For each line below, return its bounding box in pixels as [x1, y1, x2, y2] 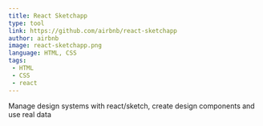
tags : [8, 57, 26, 65]
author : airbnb [8, 34, 59, 43]
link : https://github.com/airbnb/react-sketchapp [8, 26, 178, 35]
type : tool [8, 19, 45, 27]
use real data [8, 109, 52, 119]
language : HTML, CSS [8, 49, 78, 57]
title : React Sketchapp [8, 11, 88, 20]
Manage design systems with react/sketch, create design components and [8, 101, 255, 111]
